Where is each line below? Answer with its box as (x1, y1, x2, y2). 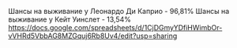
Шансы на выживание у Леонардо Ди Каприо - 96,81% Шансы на (8, 7, 230, 15)
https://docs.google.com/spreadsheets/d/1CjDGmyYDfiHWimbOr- (8, 23, 223, 32)
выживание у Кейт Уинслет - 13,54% (8, 15, 132, 24)
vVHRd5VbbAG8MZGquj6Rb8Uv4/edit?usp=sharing (8, 31, 178, 40)
